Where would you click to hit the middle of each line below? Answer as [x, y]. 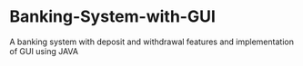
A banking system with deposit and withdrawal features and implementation [151, 42]
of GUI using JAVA [44, 51]
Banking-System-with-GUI [113, 17]
